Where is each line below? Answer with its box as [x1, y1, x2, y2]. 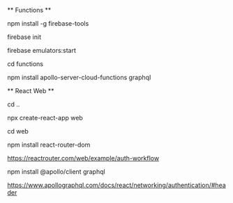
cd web [7, 127, 29, 135]
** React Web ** [7, 87, 54, 95]
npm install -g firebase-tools [7, 19, 89, 27]
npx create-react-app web [7, 114, 84, 122]
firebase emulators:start [7, 47, 77, 54]
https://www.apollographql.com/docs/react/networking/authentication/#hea [7, 181, 227, 189]
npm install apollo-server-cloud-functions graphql [7, 73, 151, 81]
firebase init [7, 33, 42, 41]
